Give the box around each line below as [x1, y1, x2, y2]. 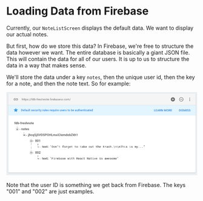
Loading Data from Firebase [6, 4, 149, 18]
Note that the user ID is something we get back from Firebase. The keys [6, 181, 186, 188]
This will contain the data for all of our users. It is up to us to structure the [6, 55, 190, 62]
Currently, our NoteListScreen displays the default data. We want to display [6, 24, 194, 31]
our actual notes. [6, 30, 48, 38]
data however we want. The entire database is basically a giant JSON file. [6, 48, 190, 56]
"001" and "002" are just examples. [6, 188, 95, 195]
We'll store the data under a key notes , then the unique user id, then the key [6, 73, 195, 81]
